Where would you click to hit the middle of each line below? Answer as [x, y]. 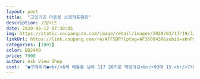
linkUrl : [17, 39]
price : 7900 [21, 56]
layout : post [22, 12]
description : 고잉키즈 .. [37, 23]
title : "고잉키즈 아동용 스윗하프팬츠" [49, 17]
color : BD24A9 [24, 50]
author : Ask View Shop [34, 61]
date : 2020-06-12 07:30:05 [40, 28]
